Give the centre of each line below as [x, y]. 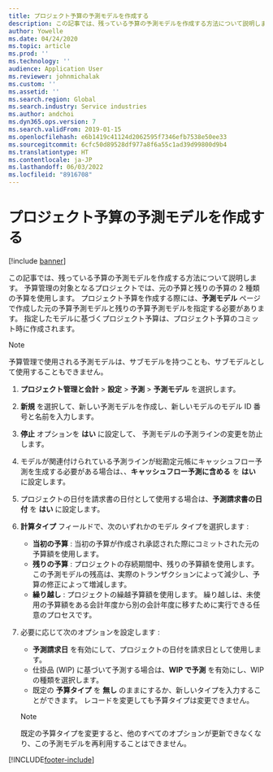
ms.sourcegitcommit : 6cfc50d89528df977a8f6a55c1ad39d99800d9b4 [118, 144]
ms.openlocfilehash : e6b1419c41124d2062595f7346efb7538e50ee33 [118, 137]
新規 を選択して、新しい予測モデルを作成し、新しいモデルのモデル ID [136, 406]
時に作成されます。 [47, 328]
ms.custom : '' [32, 84]
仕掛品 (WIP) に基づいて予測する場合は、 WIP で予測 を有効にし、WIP [148, 670]
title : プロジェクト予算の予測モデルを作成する [79, 16]
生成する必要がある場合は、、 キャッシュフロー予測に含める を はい [145, 471]
